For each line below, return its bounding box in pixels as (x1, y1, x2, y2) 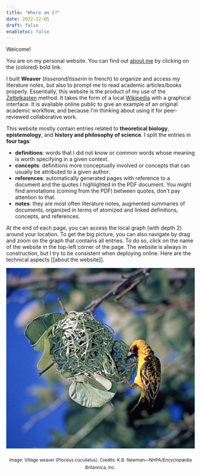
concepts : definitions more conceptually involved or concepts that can (14, 162, 190, 169)
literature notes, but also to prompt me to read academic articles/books (6, 81, 182, 89)
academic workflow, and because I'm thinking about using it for (6, 107, 163, 114)
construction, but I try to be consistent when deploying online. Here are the (6, 250, 191, 257)
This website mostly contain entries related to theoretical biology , (6, 125, 169, 132)
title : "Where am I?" (6, 10, 60, 16)
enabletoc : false (6, 29, 50, 35)
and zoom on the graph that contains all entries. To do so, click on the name (6, 237, 193, 245)
